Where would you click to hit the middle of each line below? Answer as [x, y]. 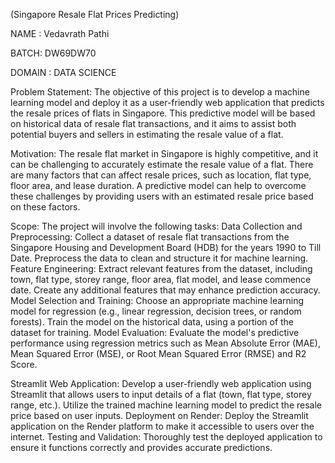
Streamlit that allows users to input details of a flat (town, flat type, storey [161, 394]
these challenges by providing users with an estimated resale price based [162, 196]
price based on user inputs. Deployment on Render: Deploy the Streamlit [159, 415]
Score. [24, 364]
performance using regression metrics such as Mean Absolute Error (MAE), [165, 343]
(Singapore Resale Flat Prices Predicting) [95, 14]
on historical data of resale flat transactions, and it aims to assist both [153, 123]
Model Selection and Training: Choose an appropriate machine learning [157, 300]
